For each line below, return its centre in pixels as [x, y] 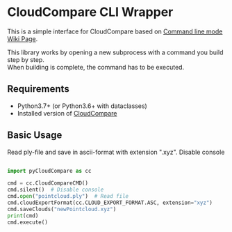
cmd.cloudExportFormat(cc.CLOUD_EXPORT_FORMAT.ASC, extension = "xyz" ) [110, 203]
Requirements [38, 89]
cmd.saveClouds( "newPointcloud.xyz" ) [62, 209]
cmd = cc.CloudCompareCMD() [48, 183]
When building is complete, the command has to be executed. [96, 67]
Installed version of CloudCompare [67, 113]
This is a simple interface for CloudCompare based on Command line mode [115, 31]
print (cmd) [23, 216]
